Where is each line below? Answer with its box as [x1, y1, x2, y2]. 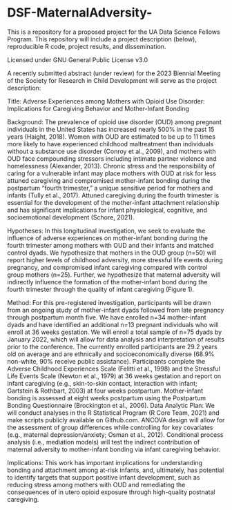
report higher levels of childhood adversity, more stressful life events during [7, 255, 223, 264]
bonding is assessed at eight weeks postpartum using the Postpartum [7, 393, 206, 402]
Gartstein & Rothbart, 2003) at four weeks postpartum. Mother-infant [7, 386, 204, 395]
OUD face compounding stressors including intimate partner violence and [7, 154, 217, 163]
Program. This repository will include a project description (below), [7, 35, 197, 43]
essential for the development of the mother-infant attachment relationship [7, 198, 220, 206]
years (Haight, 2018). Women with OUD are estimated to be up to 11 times [7, 133, 216, 141]
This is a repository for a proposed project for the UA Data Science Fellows [7, 28, 220, 36]
